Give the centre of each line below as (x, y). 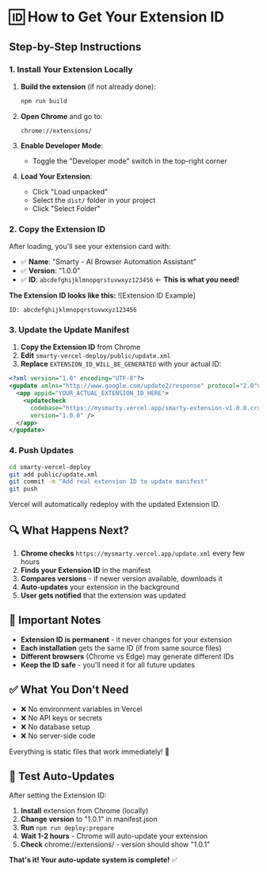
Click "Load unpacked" (70, 191)
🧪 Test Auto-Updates (62, 776)
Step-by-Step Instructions (75, 46)
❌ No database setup (55, 727)
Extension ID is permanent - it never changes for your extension (126, 640)
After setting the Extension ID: (58, 795)
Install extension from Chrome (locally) (84, 811)
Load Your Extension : (56, 176)
